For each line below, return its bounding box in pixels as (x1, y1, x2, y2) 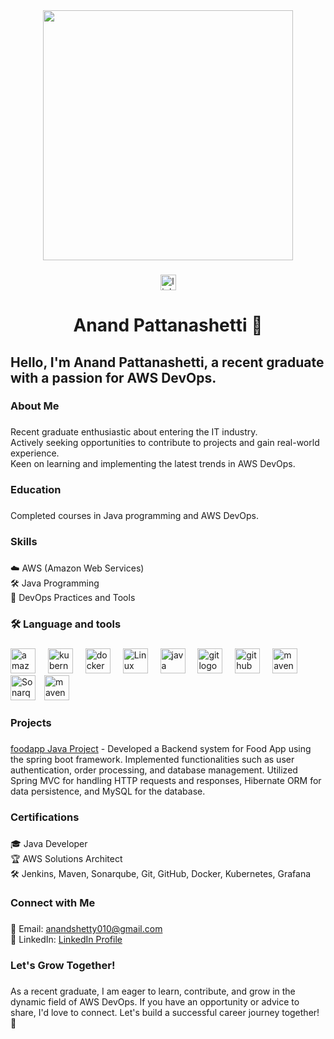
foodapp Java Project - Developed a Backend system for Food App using (10, 742, 312, 754)
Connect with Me (10, 896, 96, 910)
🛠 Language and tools (10, 617, 122, 631)
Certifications (10, 810, 80, 824)
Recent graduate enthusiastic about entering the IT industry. (10, 426, 258, 438)
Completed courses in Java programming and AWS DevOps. (10, 510, 260, 522)
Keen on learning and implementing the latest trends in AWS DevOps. (10, 458, 296, 470)
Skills (10, 535, 38, 549)
